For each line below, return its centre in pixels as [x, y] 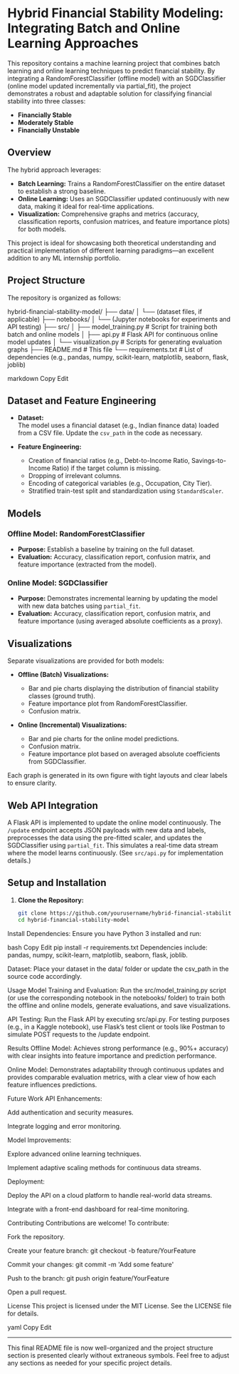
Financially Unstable [49, 130]
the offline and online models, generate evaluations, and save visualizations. [119, 1005]
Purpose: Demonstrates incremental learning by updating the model [118, 599]
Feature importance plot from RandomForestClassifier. [108, 703]
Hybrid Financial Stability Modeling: [116, 13]
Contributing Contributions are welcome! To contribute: [88, 1223]
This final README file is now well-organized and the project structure [110, 1348]
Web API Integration [53, 805]
